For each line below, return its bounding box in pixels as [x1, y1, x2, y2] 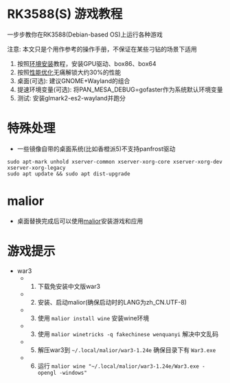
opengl [37, 369, 57, 376]
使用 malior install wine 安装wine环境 [37, 314, 150, 322]
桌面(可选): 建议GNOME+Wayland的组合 [16, 76, 130, 85]
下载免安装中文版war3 [37, 282, 101, 290]
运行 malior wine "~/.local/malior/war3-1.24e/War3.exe [37, 362, 199, 370]
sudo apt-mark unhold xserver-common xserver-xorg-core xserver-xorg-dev [7, 158, 223, 165]
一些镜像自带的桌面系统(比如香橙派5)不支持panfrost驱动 [16, 144, 176, 153]
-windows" [59, 369, 87, 376]
